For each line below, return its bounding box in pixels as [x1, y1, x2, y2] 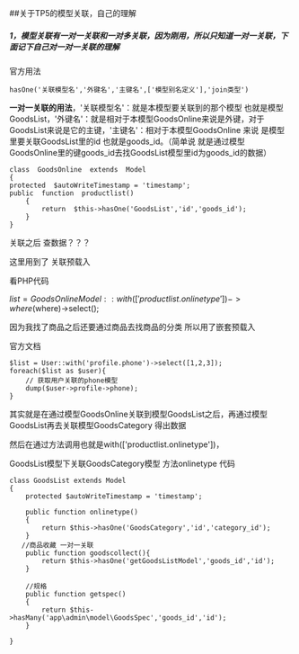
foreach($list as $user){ [9, 366, 106, 375]
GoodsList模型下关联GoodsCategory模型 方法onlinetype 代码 [9, 458, 235, 469]
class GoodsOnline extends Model [9, 165, 146, 174]
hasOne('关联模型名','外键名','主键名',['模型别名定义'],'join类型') [9, 85, 250, 94]
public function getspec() [25, 589, 127, 598]
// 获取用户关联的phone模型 [25, 376, 119, 385]
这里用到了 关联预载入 [9, 255, 91, 267]
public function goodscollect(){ [25, 548, 151, 558]
